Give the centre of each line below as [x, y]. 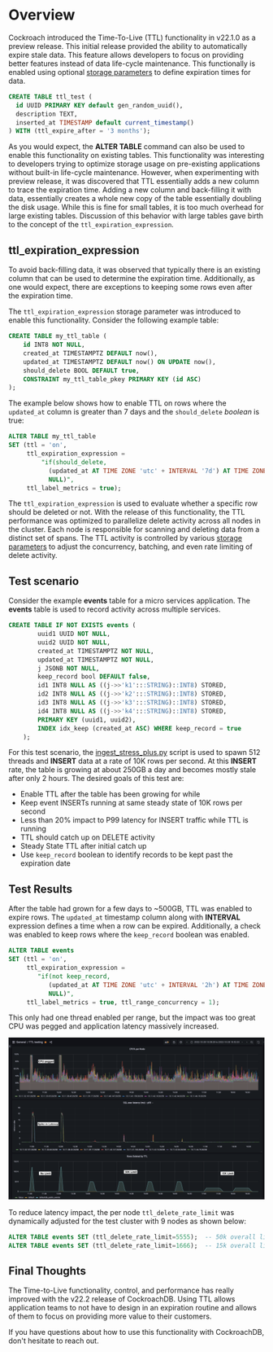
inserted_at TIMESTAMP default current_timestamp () [105, 123]
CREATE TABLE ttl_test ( [50, 97]
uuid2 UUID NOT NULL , [74, 642]
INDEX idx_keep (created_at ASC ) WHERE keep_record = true [140, 728]
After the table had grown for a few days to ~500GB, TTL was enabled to [130, 909]
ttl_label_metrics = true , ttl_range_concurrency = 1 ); [123, 1002]
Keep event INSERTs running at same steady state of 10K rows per [131, 803]
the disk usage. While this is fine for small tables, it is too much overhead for [136, 207]
